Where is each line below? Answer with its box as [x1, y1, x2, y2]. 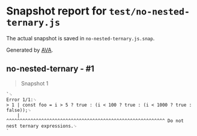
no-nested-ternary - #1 [6, 64, 95, 74]
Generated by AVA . [6, 46, 53, 54]
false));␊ [6, 107, 32, 113]
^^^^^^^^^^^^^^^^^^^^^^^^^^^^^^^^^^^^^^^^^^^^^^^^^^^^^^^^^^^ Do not [6, 117, 184, 124]
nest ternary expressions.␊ [6, 123, 77, 129]
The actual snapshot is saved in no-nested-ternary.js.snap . [6, 34, 155, 42]
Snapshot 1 [20, 79, 49, 87]
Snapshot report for [6, 4, 107, 18]
